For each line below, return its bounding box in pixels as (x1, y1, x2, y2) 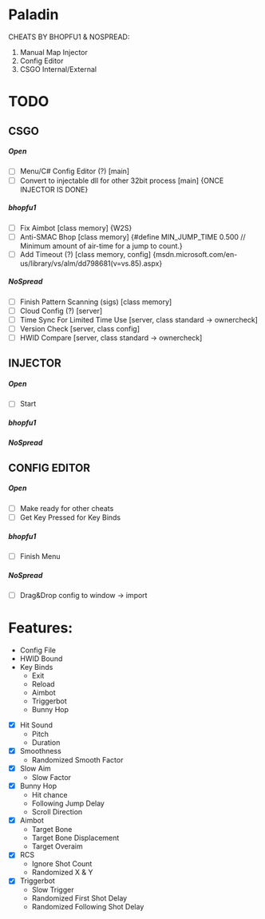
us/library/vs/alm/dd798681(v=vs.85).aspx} (19, 258, 163, 268)
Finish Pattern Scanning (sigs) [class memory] (19, 297, 172, 307)
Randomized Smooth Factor (31, 755, 124, 765)
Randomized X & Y (31, 868, 93, 877)
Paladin (8, 6, 59, 24)
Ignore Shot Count (31, 859, 93, 869)
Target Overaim (31, 842, 84, 851)
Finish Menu (19, 551, 61, 561)
